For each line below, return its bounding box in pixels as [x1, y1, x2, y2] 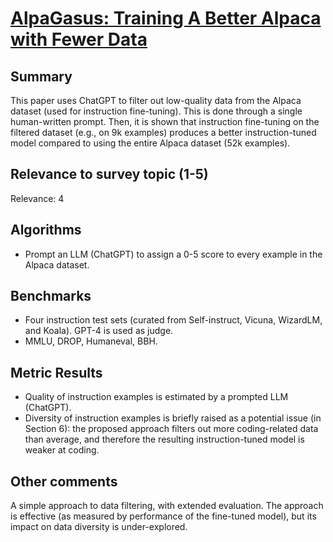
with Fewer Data [10, 28, 148, 51]
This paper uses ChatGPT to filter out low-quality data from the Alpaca [10, 95, 302, 106]
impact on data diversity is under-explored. [10, 521, 188, 533]
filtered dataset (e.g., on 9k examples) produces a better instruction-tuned [10, 127, 317, 138]
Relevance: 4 [10, 192, 65, 204]
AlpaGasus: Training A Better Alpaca [10, 7, 322, 30]
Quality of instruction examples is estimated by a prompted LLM [24, 391, 289, 403]
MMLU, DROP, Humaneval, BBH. [24, 335, 158, 347]
